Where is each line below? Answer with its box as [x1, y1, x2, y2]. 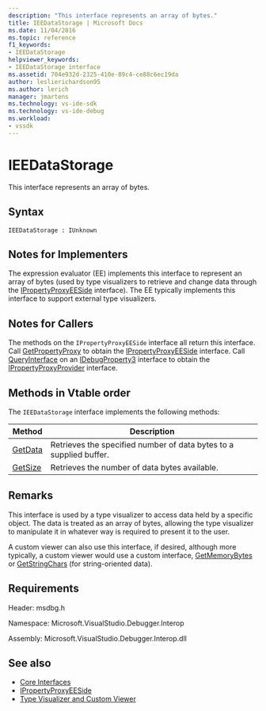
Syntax [8, 205, 44, 219]
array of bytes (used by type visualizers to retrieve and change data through [8, 277, 257, 287]
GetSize [12, 462, 42, 473]
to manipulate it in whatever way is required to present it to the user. [8, 527, 230, 536]
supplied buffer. [50, 449, 109, 460]
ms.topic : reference [8, 33, 77, 42]
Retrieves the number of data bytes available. [50, 462, 219, 473]
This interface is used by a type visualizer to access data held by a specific [8, 510, 253, 519]
